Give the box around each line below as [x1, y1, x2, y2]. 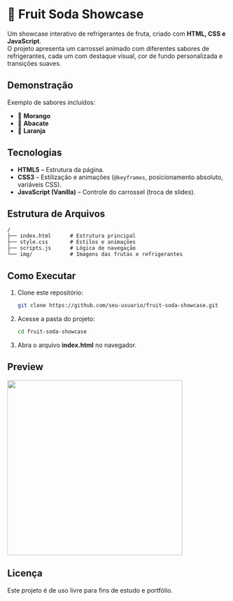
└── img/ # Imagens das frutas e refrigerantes [7, 251, 183, 258]
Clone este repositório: [17, 288, 84, 297]
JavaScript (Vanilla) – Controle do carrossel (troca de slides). [17, 188, 196, 196]
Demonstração [7, 80, 73, 92]
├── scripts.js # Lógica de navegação [7, 245, 136, 252]
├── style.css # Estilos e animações [7, 239, 136, 246]
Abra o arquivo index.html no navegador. [17, 341, 137, 349]
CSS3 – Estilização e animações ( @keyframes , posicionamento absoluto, [17, 173, 224, 181]
